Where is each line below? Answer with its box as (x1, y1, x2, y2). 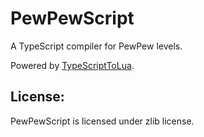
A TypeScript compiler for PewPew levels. (10, 40, 183, 52)
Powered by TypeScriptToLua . (10, 59, 135, 71)
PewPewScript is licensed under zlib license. (10, 115, 195, 127)
